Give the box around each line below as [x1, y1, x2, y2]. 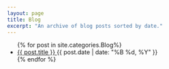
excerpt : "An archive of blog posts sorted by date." [7, 22, 164, 29]
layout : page [7, 9, 44, 17]
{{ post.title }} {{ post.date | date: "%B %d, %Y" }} [16, 48, 158, 56]
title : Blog [7, 16, 41, 23]
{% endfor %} [16, 55, 57, 64]
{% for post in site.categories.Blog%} [16, 41, 122, 49]
